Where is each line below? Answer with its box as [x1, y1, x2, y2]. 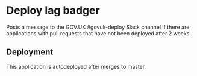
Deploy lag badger [6, 4, 101, 17]
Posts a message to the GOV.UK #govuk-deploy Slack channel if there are [6, 23, 190, 31]
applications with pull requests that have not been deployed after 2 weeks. [6, 29, 192, 37]
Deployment [6, 47, 54, 57]
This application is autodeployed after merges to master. [6, 63, 146, 70]
